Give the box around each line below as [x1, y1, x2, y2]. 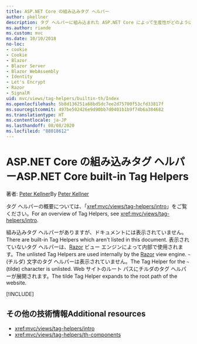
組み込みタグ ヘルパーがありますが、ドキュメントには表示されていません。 [6, 229, 187, 236]
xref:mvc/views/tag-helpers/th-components [14, 331, 121, 338]
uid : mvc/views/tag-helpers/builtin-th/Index [6, 95, 119, 101]
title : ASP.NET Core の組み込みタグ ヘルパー [6, 8, 110, 15]
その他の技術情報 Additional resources [6, 309, 146, 319]
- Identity [6, 74, 33, 80]
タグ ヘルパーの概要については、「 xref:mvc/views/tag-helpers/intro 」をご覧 [6, 202, 188, 209]
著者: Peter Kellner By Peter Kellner [6, 190, 89, 197]
